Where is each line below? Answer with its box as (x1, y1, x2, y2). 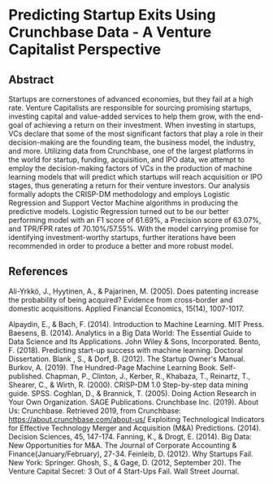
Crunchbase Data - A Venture (8, 23, 212, 41)
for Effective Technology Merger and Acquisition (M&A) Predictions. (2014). (8, 423, 262, 433)
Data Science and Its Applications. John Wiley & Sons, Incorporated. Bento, (8, 336, 262, 347)
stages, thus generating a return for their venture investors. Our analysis (8, 181, 250, 190)
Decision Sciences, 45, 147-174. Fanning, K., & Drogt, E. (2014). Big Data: (8, 431, 252, 441)
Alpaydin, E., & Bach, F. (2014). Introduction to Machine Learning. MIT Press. (8, 319, 265, 329)
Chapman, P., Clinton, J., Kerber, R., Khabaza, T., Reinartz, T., (45, 371, 250, 381)
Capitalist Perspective (8, 41, 161, 59)
